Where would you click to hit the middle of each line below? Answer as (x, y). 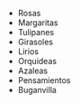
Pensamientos (44, 80)
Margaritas (38, 23)
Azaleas (32, 71)
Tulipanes (36, 32)
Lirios (28, 52)
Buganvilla (37, 90)
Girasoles (36, 42)
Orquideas (37, 61)
